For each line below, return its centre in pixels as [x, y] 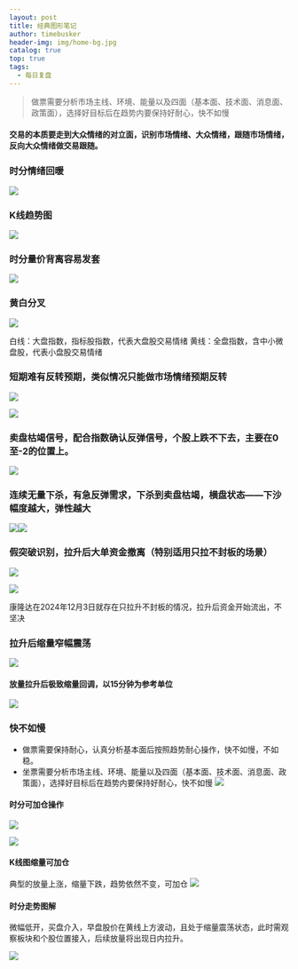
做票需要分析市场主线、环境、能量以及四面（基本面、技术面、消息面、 [159, 101]
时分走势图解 [32, 906]
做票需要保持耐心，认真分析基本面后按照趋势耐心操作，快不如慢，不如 [150, 749]
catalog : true [35, 51]
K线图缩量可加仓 [39, 862]
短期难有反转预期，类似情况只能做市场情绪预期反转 [118, 377]
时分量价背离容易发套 [55, 258]
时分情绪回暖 [37, 171]
